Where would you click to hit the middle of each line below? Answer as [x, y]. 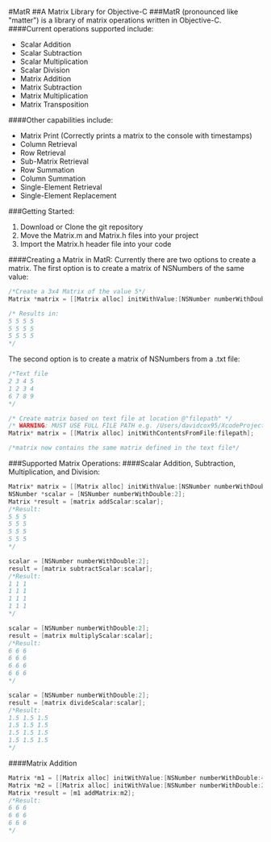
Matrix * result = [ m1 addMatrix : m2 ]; [72, 793]
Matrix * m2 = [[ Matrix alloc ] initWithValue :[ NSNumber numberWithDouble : [135, 786]
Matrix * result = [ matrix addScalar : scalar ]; [86, 502]
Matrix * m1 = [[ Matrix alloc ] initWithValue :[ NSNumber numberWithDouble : [135, 777]
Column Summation [53, 178]
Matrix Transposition [54, 104]
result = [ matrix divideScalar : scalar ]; [77, 702]
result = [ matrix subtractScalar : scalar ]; [81, 569]
